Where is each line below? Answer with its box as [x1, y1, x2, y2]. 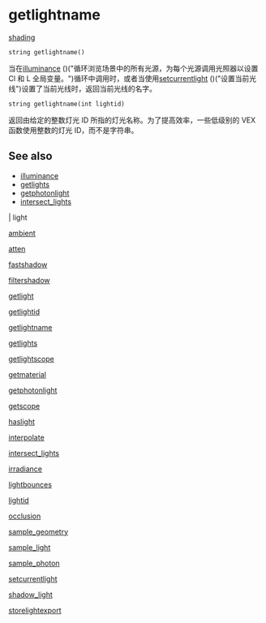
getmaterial [8, 369, 47, 379]
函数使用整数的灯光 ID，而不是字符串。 [8, 125, 139, 135]
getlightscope [8, 354, 54, 363]
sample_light [8, 542, 51, 552]
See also [8, 149, 53, 163]
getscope [8, 401, 41, 410]
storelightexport [8, 605, 62, 615]
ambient [8, 228, 36, 238]
